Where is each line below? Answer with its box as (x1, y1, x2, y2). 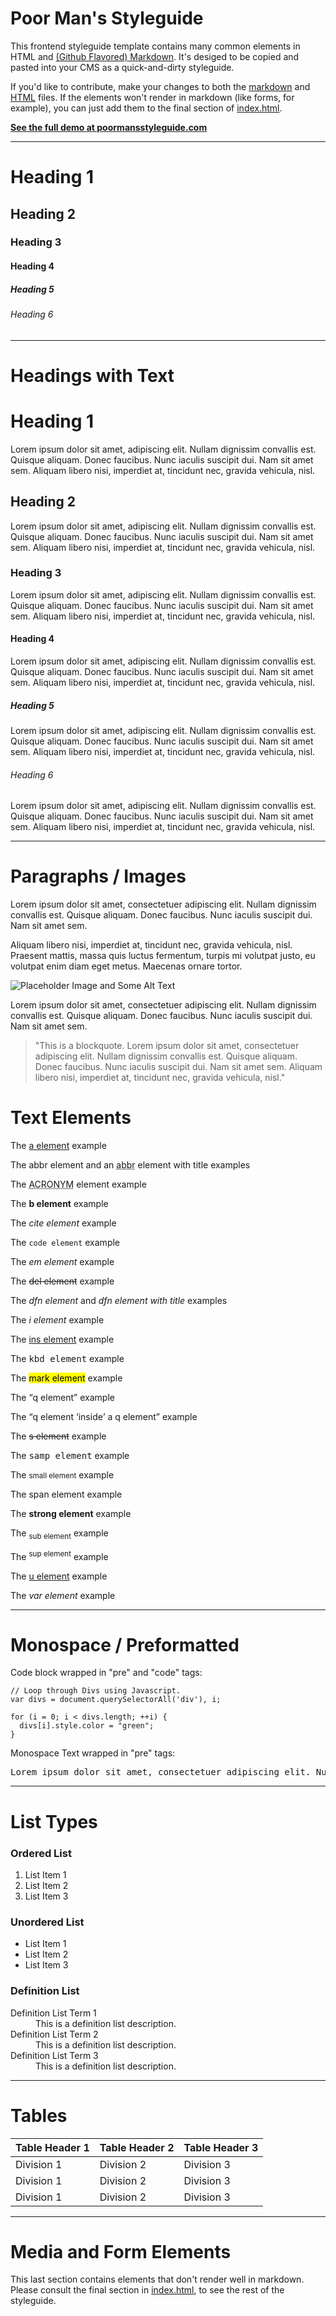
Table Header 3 (183, 2140, 259, 2154)
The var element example (10, 1589, 116, 1601)
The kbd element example (10, 1353, 125, 1365)
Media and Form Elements (10, 2240, 232, 2263)
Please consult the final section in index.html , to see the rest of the (10, 2284, 285, 2296)
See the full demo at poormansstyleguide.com (10, 121, 208, 133)
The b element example (10, 1198, 109, 1210)
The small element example (10, 1469, 115, 1481)
